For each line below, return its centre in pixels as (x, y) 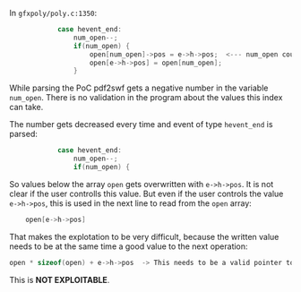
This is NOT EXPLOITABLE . (60, 279)
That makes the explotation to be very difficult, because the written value (144, 236)
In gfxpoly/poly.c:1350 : (53, 13)
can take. (26, 107)
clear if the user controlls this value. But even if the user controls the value (146, 193)
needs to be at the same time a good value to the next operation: (129, 246)
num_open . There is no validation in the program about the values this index (146, 98)
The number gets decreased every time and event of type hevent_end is (141, 125)
